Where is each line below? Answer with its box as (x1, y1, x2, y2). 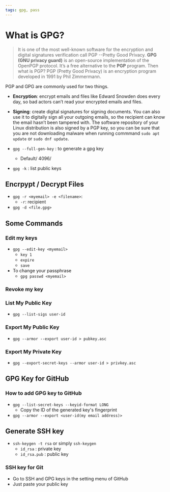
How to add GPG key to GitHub (5, 390, 82, 397)
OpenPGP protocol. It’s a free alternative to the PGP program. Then (17, 62, 159, 69)
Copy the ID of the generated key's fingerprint (20, 406, 117, 413)
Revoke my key (5, 286, 44, 293)
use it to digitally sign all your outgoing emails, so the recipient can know (12, 114, 165, 120)
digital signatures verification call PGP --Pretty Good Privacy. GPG (17, 51, 157, 58)
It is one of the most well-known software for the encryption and (17, 46, 153, 53)
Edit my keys (5, 234, 38, 241)
